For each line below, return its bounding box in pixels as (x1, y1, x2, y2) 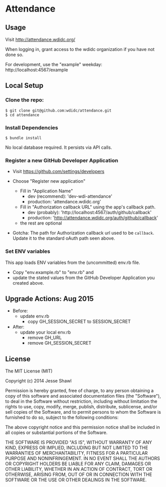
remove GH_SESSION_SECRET (27, 340, 92, 346)
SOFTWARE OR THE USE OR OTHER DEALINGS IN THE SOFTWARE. (5, 477, 147, 483)
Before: (12, 308, 28, 314)
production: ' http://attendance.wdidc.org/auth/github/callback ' (27, 215, 158, 221)
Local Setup (5, 81, 44, 90)
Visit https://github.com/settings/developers (12, 169, 104, 175)
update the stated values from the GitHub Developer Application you (12, 275, 155, 281)
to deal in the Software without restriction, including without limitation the (5, 398, 157, 404)
